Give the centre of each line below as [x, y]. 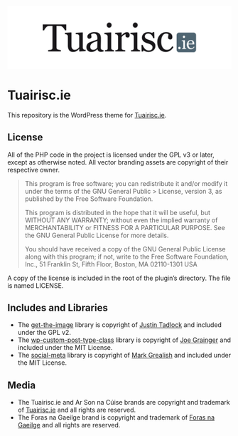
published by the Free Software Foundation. [89, 199]
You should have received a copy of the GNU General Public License [125, 249]
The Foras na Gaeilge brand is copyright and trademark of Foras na [116, 417]
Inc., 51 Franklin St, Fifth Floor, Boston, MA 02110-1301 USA [111, 264]
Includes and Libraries [58, 307]
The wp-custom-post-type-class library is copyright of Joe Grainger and [124, 340]
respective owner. [34, 170]
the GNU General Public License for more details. [97, 235]
